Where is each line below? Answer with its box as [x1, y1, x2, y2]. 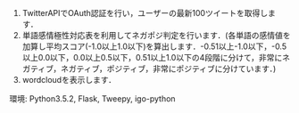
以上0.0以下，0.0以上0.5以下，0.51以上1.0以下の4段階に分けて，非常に [21, 52, 283, 62]
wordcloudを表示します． [21, 75, 117, 85]
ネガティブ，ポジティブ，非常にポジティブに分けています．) [61, 63, 277, 74]
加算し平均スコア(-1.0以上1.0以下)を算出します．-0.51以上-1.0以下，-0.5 [21, 41, 287, 52]
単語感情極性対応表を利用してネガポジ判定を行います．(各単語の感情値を [21, 30, 291, 40]
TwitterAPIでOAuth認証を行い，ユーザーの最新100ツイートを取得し [21, 8, 269, 18]
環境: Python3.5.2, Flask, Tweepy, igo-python [9, 93, 176, 104]
